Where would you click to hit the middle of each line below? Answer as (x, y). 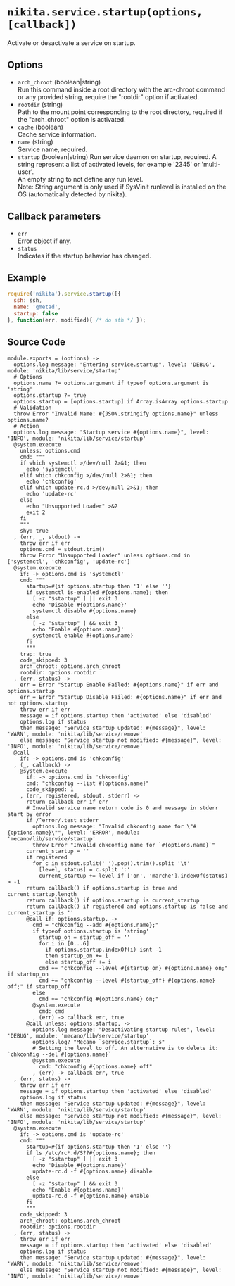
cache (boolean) (40, 127)
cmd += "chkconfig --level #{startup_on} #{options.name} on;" (133, 968)
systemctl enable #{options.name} (83, 636)
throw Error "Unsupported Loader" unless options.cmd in (105, 555)
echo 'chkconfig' (51, 481)
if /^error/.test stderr (62, 820)
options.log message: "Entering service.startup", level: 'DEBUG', (115, 365)
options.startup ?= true (50, 395)
